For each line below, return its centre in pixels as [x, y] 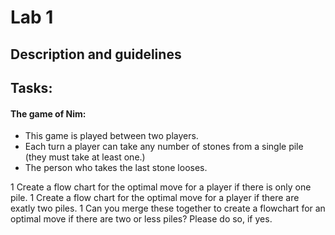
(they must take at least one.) [85, 157]
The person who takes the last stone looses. [116, 168]
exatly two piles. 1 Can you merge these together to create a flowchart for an [168, 208]
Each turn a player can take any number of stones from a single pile [164, 147]
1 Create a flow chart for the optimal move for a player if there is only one [161, 187]
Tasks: [31, 87]
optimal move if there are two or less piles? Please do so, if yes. [141, 219]
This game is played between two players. [111, 136]
